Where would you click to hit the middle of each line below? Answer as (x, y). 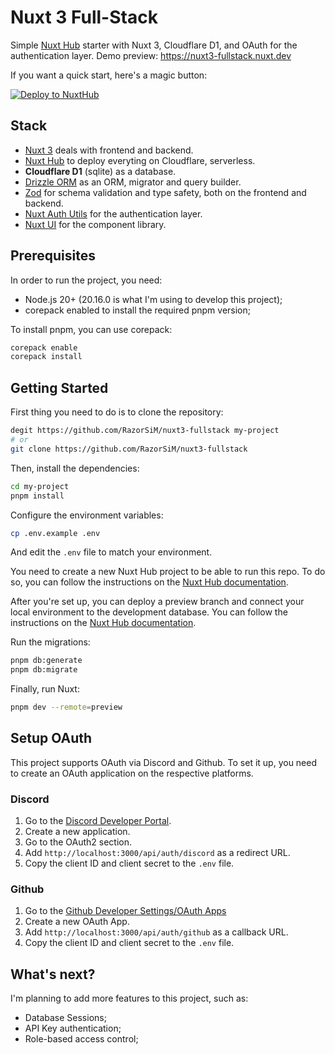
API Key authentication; (73, 1028)
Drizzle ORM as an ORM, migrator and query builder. (133, 182)
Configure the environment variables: (87, 515)
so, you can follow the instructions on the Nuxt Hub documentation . (149, 582)
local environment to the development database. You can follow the (149, 612)
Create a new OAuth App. (77, 922)
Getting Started (59, 387)
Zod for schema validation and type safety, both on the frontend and (165, 192)
